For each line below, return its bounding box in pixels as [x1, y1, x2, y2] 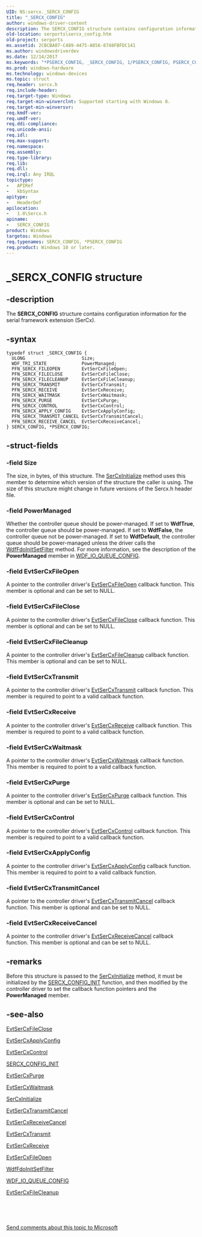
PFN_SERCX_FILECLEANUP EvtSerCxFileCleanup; [11, 376, 136, 383]
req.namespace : [6, 143, 44, 150]
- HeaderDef [6, 200, 42, 206]
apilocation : [6, 205, 39, 211]
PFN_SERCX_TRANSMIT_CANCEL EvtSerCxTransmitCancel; [11, 414, 144, 420]
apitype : [6, 194, 28, 200]
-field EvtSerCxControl [6, 814, 75, 822]
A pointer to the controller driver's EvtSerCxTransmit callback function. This [6, 686, 194, 694]
